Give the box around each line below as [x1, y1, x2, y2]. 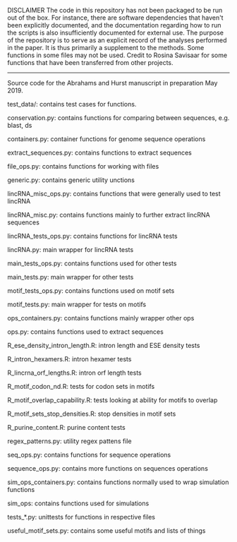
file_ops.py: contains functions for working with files [7, 162, 159, 170]
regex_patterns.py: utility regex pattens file [7, 437, 132, 445]
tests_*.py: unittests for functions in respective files [7, 513, 155, 521]
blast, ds [7, 121, 32, 129]
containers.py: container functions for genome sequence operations [7, 135, 206, 143]
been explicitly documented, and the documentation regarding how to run [7, 21, 221, 29]
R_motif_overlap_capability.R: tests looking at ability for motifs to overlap [7, 396, 218, 404]
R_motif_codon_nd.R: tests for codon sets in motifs [7, 383, 155, 390]
